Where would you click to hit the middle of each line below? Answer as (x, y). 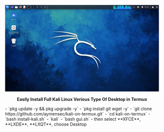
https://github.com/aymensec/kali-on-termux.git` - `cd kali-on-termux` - (78, 113)
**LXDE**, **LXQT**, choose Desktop (46, 124)
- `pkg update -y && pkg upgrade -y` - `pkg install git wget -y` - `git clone (79, 109)
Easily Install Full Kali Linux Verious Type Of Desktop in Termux (82, 99)
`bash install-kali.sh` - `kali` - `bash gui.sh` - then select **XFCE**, (73, 119)
